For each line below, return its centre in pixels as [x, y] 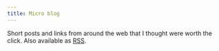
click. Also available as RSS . [47, 40]
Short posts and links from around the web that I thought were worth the [109, 33]
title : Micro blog [33, 13]
